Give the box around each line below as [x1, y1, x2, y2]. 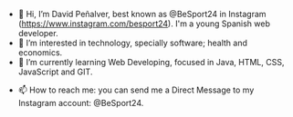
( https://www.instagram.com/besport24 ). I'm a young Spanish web [17, 18, 271, 29]
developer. [17, 28, 58, 38]
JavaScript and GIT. [17, 66, 93, 77]
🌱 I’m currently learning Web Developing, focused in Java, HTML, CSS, [17, 57, 285, 67]
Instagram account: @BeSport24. [17, 98, 144, 108]
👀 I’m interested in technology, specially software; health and [17, 37, 248, 48]
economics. [17, 47, 63, 58]
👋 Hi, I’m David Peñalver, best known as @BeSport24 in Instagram [17, 9, 267, 19]
